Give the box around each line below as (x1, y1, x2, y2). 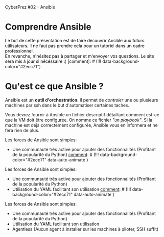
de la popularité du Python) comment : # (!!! (12, 152, 99, 158)
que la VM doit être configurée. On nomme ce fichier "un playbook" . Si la (5, 117, 153, 123)
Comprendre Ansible (5, 22, 92, 32)
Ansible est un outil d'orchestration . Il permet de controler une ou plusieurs (5, 97, 158, 103)
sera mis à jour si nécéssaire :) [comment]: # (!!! (5, 58, 102, 64)
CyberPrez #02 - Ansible (5, 4, 55, 10)
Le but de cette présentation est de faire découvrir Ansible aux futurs (5, 37, 144, 43)
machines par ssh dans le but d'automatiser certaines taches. (5, 102, 130, 108)
